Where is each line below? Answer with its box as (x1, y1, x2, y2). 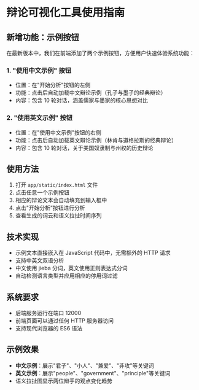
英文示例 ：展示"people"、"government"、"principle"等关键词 (15, 369, 171, 376)
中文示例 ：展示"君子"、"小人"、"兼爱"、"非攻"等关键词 (15, 362, 154, 369)
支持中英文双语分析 (15, 257, 64, 264)
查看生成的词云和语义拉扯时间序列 (15, 212, 102, 219)
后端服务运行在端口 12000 (15, 310, 82, 317)
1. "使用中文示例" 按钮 (6, 66, 72, 74)
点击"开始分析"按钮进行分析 (15, 204, 85, 212)
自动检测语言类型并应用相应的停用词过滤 (15, 272, 118, 279)
